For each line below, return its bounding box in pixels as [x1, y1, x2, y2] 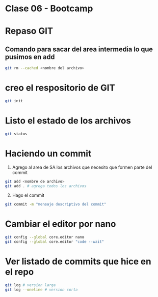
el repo [5, 267, 34, 278]
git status [5, 131, 27, 136]
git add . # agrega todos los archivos [5, 183, 87, 188]
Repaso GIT [5, 26, 53, 37]
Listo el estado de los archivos [5, 115, 131, 126]
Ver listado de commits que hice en [5, 256, 151, 267]
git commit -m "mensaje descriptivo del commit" [5, 202, 106, 207]
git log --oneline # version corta [5, 287, 78, 292]
